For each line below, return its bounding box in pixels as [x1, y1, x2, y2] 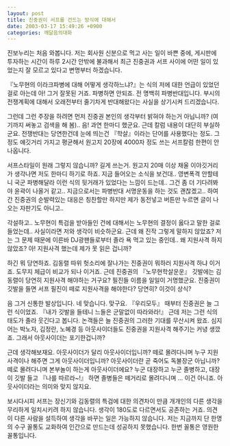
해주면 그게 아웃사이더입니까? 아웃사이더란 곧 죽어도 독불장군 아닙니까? [30, 357, 220, 365]
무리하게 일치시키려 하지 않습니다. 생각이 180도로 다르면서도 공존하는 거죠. [7, 406, 205, 414]
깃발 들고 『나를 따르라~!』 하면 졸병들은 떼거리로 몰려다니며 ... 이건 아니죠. [14, 374, 216, 382]
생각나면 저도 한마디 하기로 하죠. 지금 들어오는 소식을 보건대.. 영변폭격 [14, 169, 201, 178]
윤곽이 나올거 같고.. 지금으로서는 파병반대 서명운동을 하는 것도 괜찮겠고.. [14, 187, 206, 196]
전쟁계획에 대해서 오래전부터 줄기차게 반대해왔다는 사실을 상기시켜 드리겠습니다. [7, 97, 220, 106]
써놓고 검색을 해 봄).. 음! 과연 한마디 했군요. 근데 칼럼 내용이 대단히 [25, 121, 202, 129]
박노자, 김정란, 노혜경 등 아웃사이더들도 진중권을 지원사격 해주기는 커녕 [19, 325, 208, 333]
